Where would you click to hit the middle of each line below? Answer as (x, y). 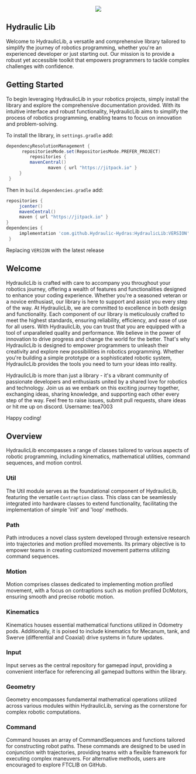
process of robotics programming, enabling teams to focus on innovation (94, 117)
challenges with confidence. (40, 66)
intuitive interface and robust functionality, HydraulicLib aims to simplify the (97, 111)
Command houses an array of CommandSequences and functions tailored (96, 740)
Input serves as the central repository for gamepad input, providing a (89, 665)
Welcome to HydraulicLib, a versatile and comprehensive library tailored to (96, 41)
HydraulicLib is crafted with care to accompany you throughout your (88, 282)
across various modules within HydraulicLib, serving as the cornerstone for (97, 706)
